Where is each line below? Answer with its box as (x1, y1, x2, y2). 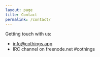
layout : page (5, 7, 33, 13)
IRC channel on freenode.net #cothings (12, 46, 95, 52)
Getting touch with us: (5, 31, 52, 37)
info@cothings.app (12, 41, 53, 47)
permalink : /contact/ (5, 17, 51, 22)
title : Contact (5, 12, 38, 17)
